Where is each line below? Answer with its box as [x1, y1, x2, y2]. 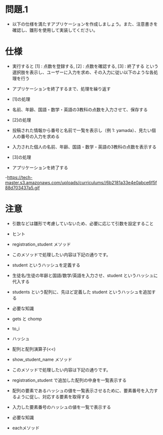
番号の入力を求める [21, 133, 60, 139]
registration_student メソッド [12, 241, 71, 247]
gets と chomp [12, 316, 42, 322]
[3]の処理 [12, 154, 31, 160]
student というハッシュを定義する [12, 262, 81, 268]
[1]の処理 [12, 96, 30, 102]
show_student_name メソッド [12, 356, 72, 362]
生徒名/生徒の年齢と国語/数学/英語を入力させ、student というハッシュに [12, 272, 158, 278]
